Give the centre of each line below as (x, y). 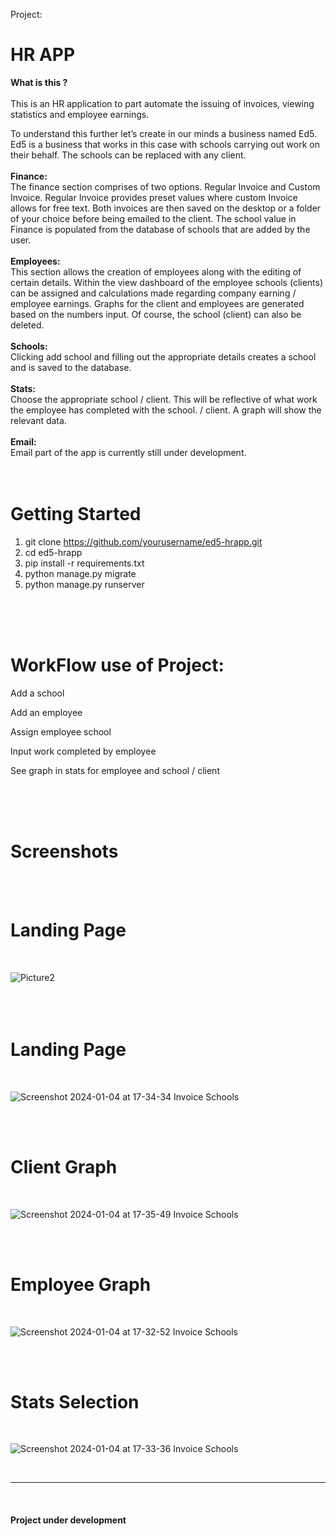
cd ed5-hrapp (53, 552)
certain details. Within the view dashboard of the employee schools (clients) (167, 282)
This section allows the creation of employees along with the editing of (156, 271)
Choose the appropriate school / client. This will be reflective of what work (164, 399)
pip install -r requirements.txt (84, 563)
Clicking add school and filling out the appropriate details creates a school (163, 356)
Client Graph (64, 1166)
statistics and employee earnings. (80, 114)
